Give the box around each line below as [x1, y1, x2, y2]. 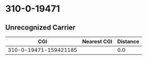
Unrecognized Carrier [5, 23, 76, 32]
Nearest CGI [82, 38, 113, 45]
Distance [117, 38, 140, 45]
